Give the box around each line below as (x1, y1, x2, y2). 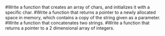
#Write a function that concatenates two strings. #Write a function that (5, 20, 150, 26)
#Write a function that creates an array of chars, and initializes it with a (5, 4, 150, 10)
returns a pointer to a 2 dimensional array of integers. (5, 25, 115, 31)
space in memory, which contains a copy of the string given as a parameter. (5, 15, 161, 20)
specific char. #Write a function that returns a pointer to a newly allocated (5, 9, 156, 15)
